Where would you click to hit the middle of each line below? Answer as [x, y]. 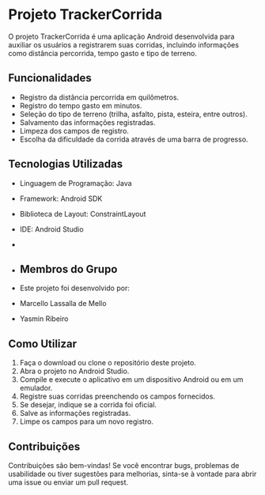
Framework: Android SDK [61, 198]
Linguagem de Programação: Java [76, 183]
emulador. [36, 388]
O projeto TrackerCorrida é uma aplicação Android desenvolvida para [121, 36]
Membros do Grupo [68, 269]
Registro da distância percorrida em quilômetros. [99, 97]
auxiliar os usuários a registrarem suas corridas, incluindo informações [124, 44]
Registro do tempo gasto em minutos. [81, 105]
